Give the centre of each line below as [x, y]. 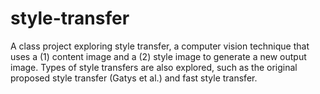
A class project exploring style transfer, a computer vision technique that [160, 46]
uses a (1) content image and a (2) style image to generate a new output [158, 56]
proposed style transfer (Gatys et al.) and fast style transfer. [134, 78]
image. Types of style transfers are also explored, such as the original [154, 67]
